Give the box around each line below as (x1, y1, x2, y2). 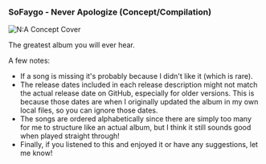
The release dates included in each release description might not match (19, 80, 258, 90)
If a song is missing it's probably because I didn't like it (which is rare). (19, 72, 253, 81)
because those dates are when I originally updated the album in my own (19, 97, 259, 107)
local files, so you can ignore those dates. (19, 105, 158, 115)
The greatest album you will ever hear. (8, 40, 135, 50)
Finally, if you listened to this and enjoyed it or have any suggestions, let (19, 140, 259, 150)
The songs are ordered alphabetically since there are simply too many (19, 114, 252, 124)
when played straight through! (19, 131, 121, 141)
